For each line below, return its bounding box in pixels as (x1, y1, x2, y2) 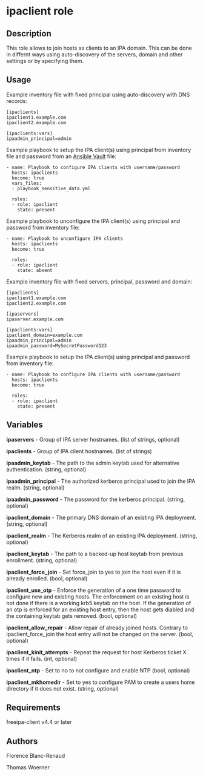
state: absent (17, 267, 53, 273)
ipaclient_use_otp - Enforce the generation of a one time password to (6, 586, 181, 594)
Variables (6, 420, 44, 430)
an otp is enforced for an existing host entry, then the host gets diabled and (6, 606, 195, 613)
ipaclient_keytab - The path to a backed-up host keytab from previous (6, 550, 184, 557)
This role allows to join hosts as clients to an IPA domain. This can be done (6, 44, 192, 51)
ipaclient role (6, 4, 74, 18)
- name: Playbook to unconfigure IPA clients (6, 235, 123, 242)
